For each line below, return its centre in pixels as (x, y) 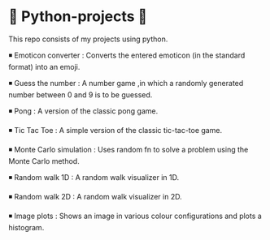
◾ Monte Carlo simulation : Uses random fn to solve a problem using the (128, 149)
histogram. (26, 227)
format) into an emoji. (44, 66)
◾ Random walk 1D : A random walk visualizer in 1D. (94, 177)
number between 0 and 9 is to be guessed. (81, 94)
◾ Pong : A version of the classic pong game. (83, 111)
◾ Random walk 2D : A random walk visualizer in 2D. (95, 196)
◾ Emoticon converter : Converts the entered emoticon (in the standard (127, 55)
